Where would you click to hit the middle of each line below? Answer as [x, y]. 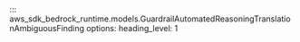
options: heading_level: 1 [132, 28]
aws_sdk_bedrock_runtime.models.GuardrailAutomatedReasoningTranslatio [150, 19]
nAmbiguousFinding [47, 28]
